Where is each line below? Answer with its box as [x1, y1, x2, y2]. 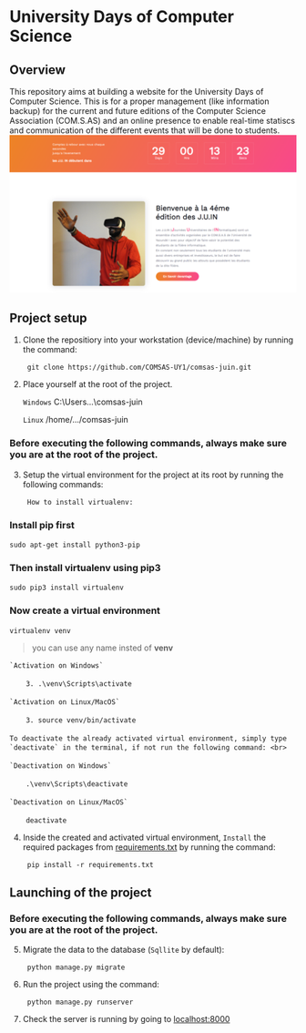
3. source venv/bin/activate [25, 715, 137, 725]
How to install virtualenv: [26, 497, 134, 506]
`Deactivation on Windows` [9, 761, 112, 771]
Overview [9, 62, 66, 77]
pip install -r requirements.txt [26, 860, 154, 869]
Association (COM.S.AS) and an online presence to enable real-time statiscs [9, 116, 296, 126]
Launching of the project [9, 885, 152, 900]
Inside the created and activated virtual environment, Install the [22, 832, 267, 843]
